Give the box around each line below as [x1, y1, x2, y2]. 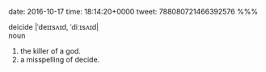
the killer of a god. [19, 46, 81, 55]
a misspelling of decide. [19, 55, 100, 64]
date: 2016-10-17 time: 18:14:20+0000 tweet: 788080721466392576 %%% [8, 7, 259, 16]
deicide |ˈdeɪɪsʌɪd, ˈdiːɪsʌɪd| [8, 22, 99, 31]
